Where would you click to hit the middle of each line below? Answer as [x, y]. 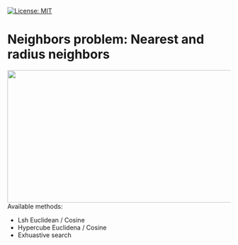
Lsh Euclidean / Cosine [51, 220]
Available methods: [35, 206]
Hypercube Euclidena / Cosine [62, 227]
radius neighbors [58, 55]
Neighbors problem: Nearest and [106, 40]
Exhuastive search [45, 235]
